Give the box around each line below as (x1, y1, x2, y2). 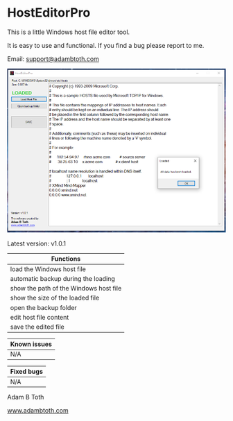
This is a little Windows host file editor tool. (7, 28, 130, 36)
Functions (51, 255, 81, 263)
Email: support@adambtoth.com (7, 54, 99, 63)
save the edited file (10, 323, 64, 331)
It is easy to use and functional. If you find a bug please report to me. (7, 41, 205, 49)
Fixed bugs (10, 368, 44, 376)
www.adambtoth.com (7, 406, 69, 415)
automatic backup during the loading (10, 274, 116, 282)
